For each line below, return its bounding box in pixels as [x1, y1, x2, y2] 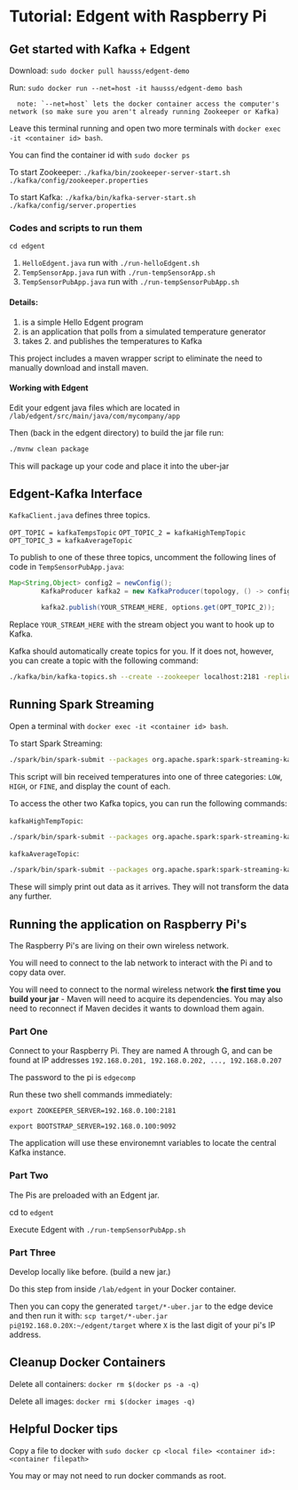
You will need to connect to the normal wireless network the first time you [9, 984, 281, 995]
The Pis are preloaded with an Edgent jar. [9, 1190, 160, 1200]
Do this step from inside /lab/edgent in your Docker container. [9, 1284, 237, 1294]
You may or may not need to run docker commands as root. [9, 1470, 227, 1481]
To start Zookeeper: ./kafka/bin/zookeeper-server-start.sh [9, 167, 231, 177]
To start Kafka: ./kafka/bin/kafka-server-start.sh [9, 192, 197, 202]
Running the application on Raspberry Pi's [9, 917, 247, 932]
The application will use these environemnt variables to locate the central [9, 1138, 277, 1149]
